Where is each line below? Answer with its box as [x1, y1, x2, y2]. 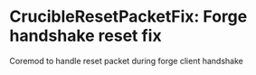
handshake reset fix [9, 25, 162, 46]
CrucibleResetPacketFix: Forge [9, 6, 248, 27]
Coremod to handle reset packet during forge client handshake [9, 55, 244, 66]
